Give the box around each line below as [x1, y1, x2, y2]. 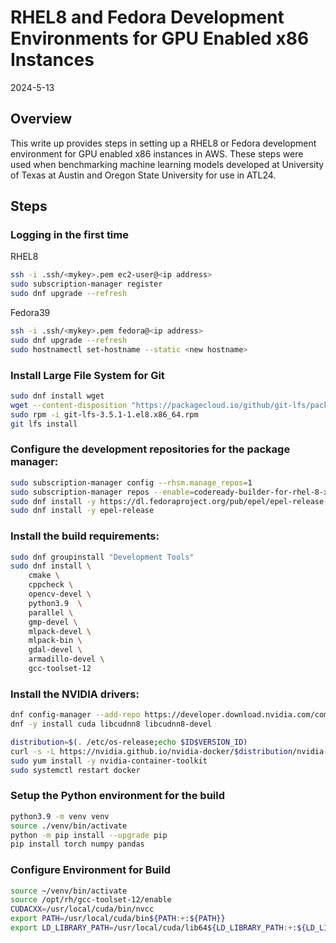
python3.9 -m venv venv [10, 811, 110, 821]
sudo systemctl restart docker [10, 765, 141, 775]
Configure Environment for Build [10, 863, 172, 877]
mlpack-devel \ [28, 626, 92, 636]
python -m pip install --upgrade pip [10, 830, 168, 840]
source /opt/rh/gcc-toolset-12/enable [10, 895, 172, 905]
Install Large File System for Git [10, 368, 165, 382]
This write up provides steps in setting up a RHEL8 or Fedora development [10, 137, 317, 149]
